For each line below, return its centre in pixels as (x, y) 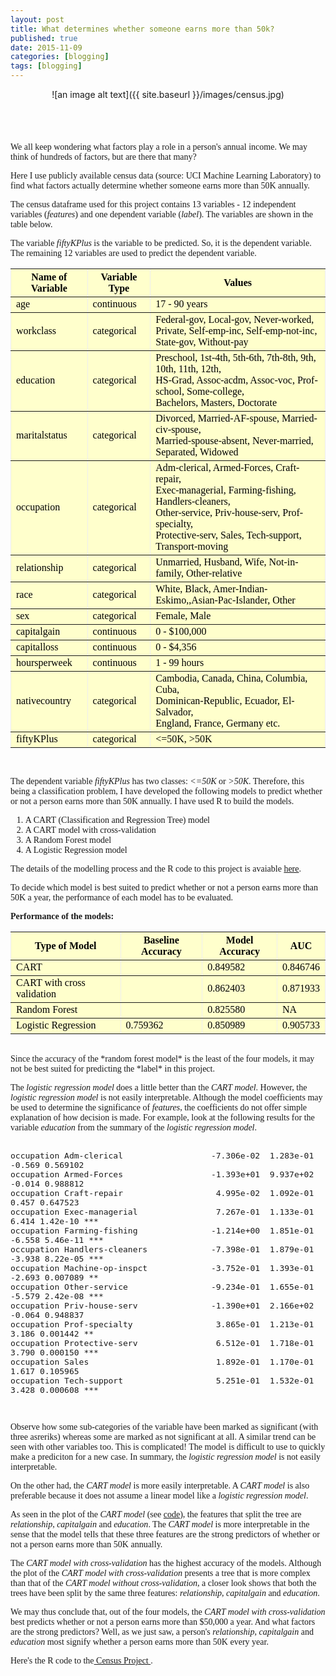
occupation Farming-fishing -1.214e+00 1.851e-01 (162, 1231)
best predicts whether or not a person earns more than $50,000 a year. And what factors (163, 1622)
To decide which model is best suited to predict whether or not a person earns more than (164, 887)
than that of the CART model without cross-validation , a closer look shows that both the (163, 1583)
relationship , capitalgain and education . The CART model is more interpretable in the (160, 1524)
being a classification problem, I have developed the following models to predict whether (166, 791)
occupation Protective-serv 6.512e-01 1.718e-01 (162, 1343)
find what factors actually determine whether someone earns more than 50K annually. (160, 186)
